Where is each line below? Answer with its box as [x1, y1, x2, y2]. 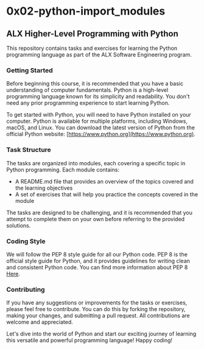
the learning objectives [15, 184, 73, 191]
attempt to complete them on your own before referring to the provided [6, 215, 185, 222]
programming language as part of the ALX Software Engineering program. [6, 51, 192, 58]
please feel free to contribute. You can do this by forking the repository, [6, 306, 186, 313]
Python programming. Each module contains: [6, 166, 120, 173]
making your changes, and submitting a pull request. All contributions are [6, 312, 190, 320]
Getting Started [6, 66, 53, 74]
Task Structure [6, 146, 52, 154]
